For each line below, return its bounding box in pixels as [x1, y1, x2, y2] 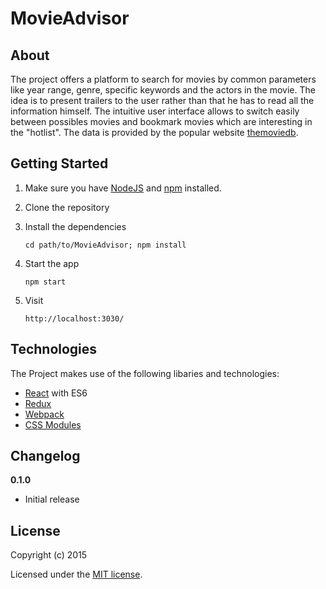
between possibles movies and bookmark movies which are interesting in [10, 116, 313, 127]
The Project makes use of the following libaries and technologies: [10, 367, 280, 379]
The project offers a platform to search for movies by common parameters [10, 73, 317, 85]
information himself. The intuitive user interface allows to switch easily [10, 105, 300, 117]
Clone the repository [24, 201, 110, 213]
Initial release [24, 493, 80, 506]
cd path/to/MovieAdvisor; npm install [24, 240, 187, 250]
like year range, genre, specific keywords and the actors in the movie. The [10, 84, 316, 96]
